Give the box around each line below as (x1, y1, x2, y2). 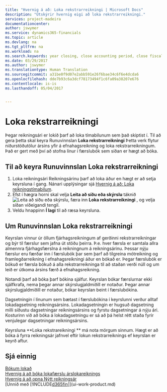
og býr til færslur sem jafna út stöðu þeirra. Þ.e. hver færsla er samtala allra (5, 240, 158, 246)
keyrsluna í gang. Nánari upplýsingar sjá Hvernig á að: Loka (12, 181, 134, 187)
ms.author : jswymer (5, 63, 46, 68)
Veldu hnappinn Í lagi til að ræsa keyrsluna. (12, 207, 101, 214)
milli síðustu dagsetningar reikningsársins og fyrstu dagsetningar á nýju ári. (5, 307, 159, 313)
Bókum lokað (5, 365, 32, 371)
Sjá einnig (5, 352, 36, 361)
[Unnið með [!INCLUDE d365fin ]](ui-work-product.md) (5, 381, 116, 387)
